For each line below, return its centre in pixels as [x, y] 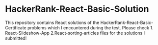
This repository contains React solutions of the [52, 22]
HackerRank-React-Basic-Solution [77, 9]
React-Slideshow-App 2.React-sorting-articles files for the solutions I [75, 33]
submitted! [16, 38]
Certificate [16, 27]
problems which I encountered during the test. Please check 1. [90, 27]
